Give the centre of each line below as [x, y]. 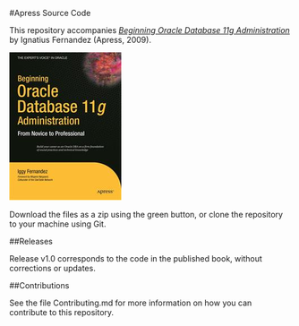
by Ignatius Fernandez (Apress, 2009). [81, 40]
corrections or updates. [52, 268]
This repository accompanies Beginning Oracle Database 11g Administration [150, 30]
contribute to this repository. [62, 312]
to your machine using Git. [58, 224]
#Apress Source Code [50, 13]
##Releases [31, 241]
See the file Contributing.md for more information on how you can [131, 303]
